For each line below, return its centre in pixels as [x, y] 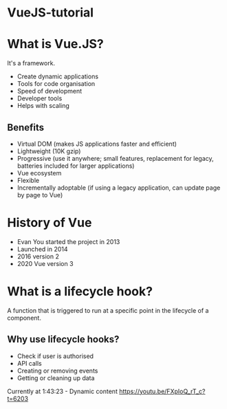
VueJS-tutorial [51, 13]
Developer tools [40, 98]
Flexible [28, 180]
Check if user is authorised [55, 356]
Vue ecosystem [39, 173]
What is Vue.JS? [56, 44]
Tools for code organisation [56, 84]
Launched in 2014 [42, 249]
